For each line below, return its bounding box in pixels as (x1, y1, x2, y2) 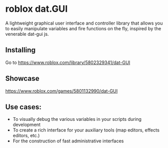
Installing (5, 46, 36, 54)
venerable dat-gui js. (5, 31, 49, 37)
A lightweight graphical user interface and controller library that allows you (5, 20, 163, 26)
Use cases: (5, 102, 42, 111)
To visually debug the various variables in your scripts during (12, 116, 142, 122)
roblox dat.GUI (5, 3, 68, 15)
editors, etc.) (12, 133, 40, 139)
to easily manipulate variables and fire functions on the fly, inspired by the (5, 25, 161, 31)
